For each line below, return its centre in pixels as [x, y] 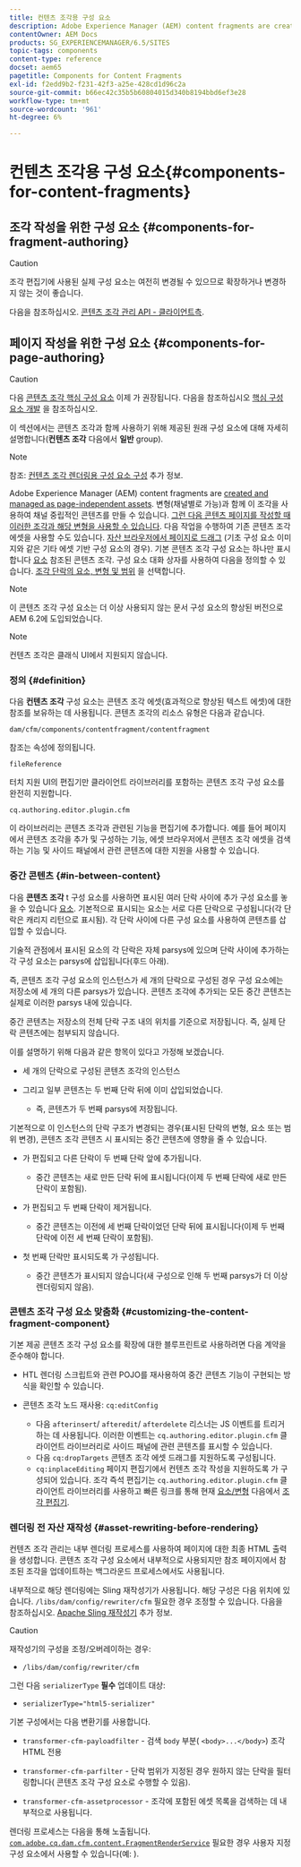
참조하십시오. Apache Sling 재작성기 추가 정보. [91, 1613]
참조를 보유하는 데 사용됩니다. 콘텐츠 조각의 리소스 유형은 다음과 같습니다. [137, 713]
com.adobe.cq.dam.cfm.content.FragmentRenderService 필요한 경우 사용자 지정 [150, 1843]
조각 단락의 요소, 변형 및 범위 [86, 570]
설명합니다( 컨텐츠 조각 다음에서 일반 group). [86, 439]
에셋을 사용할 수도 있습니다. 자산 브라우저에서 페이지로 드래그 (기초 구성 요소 [142, 537]
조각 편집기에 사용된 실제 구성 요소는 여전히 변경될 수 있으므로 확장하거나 [136, 282]
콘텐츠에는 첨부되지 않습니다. [69, 1032]
